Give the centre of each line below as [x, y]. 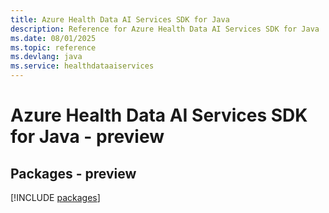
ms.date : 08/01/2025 [53, 38]
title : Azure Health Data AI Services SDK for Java [120, 19]
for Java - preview [87, 137]
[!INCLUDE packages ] [55, 197]
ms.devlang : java [46, 57]
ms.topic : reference [53, 47]
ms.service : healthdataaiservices [82, 66]
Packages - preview [73, 173]
